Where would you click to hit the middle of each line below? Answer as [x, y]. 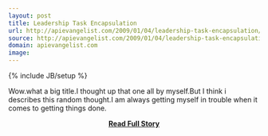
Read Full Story [134, 124]
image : [19, 53]
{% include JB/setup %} [48, 76]
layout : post [30, 16]
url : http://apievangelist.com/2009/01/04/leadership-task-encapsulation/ [135, 30]
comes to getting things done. [57, 108]
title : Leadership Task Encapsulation [73, 23]
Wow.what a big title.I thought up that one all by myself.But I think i [117, 91]
